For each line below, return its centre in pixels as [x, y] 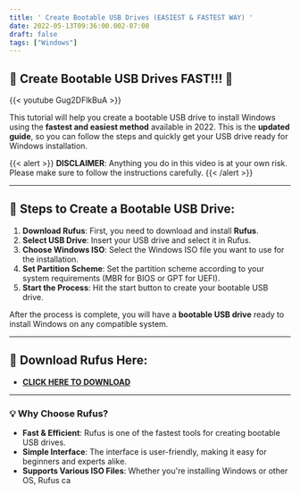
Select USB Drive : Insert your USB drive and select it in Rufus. [137, 240]
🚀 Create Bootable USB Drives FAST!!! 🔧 [121, 78]
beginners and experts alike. [75, 461]
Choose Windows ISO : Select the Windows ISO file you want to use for [153, 249]
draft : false [33, 34]
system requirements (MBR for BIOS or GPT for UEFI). [121, 278]
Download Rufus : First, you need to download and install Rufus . [140, 230]
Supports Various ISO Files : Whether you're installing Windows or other [155, 471]
